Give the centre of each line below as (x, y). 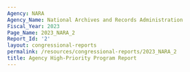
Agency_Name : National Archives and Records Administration (95, 20)
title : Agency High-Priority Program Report (72, 58)
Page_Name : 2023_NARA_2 (41, 33)
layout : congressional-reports (52, 45)
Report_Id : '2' (29, 39)
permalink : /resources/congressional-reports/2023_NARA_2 (92, 52)
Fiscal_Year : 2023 (33, 26)
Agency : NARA (26, 13)
